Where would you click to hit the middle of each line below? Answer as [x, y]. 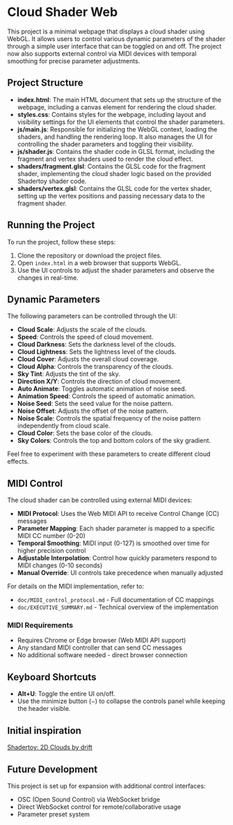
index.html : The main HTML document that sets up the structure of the [119, 100]
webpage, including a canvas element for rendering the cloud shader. [117, 107]
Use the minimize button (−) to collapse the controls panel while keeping [121, 701]
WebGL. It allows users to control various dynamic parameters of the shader [116, 38]
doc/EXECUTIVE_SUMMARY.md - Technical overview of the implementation [118, 607]
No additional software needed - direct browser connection [102, 655]
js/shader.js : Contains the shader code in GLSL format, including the [116, 151]
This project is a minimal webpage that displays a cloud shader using [106, 31]
